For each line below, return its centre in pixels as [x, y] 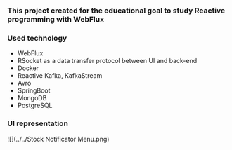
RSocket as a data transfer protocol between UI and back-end [107, 61]
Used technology [37, 38]
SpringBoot [34, 90]
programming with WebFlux [56, 19]
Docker [28, 68]
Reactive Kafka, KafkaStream [60, 76]
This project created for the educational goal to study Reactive [116, 11]
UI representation [38, 123]
